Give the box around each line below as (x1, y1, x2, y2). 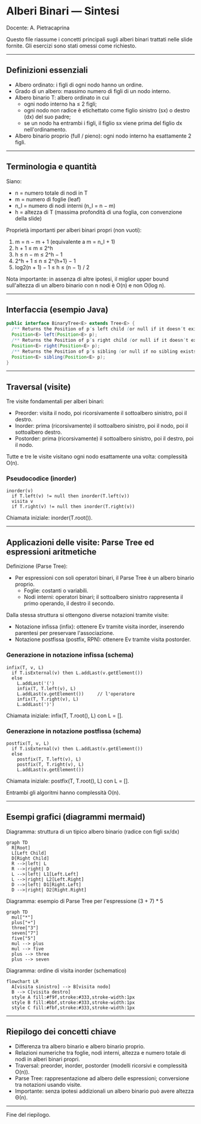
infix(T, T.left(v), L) (17, 685, 77, 691)
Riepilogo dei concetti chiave (6, 1027, 117, 1037)
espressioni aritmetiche (6, 547, 97, 557)
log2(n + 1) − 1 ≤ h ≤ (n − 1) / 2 (14, 263, 90, 271)
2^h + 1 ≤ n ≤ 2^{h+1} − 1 (14, 257, 76, 264)
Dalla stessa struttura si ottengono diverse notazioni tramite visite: (6, 612, 169, 619)
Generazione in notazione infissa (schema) (6, 651, 134, 659)
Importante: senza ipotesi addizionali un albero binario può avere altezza (14, 1087, 194, 1095)
